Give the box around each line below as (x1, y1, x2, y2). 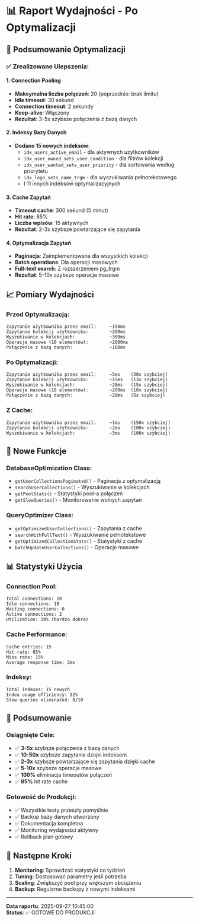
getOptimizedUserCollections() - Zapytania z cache (14, 524, 142, 531)
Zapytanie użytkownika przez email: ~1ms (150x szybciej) (6, 419, 171, 426)
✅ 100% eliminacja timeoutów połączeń (14, 771, 113, 778)
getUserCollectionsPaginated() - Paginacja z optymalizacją (14, 477, 161, 485)
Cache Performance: (6, 630, 68, 638)
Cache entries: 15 (6, 644, 52, 650)
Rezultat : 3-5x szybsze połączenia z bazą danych (14, 115, 137, 122)
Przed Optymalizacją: (6, 310, 70, 318)
